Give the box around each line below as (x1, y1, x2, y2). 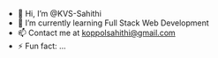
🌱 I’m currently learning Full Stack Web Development (17, 18, 209, 28)
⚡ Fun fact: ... (17, 40, 66, 51)
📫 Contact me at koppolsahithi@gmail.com (17, 27, 177, 38)
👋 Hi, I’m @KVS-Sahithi (17, 9, 101, 18)
